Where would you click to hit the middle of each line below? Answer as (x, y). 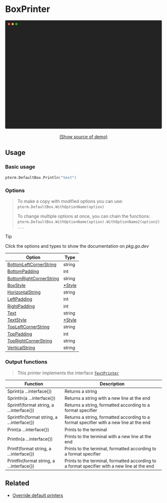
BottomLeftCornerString (32, 265)
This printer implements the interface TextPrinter (68, 373)
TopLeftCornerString (28, 327)
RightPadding (21, 306)
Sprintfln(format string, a (33, 417)
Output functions (26, 362)
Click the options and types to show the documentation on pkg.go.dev (77, 246)
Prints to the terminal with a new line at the (108, 436)
